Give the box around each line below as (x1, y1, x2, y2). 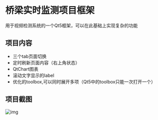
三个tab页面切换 (12, 53, 47, 59)
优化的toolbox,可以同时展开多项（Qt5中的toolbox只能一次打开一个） (12, 78, 156, 84)
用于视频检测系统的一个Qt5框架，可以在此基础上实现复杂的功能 (5, 22, 138, 28)
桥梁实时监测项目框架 (5, 5, 95, 16)
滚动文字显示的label (12, 72, 55, 78)
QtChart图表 (12, 66, 39, 72)
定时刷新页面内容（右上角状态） (12, 59, 80, 66)
